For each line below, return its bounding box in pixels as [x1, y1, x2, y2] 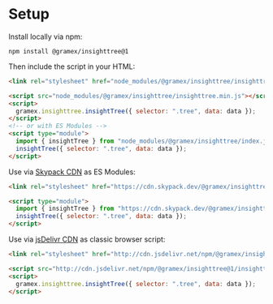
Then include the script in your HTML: [8, 62, 136, 71]
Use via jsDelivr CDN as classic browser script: [8, 234, 166, 244]
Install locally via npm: [8, 32, 83, 41]
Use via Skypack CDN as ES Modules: [8, 167, 136, 177]
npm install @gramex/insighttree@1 [8, 47, 129, 55]
